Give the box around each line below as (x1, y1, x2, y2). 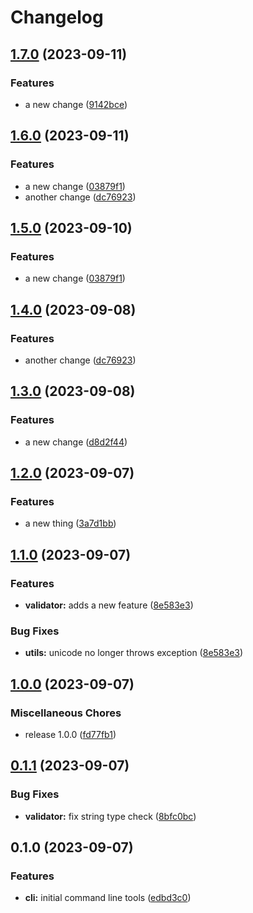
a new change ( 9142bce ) (24, 98, 128, 110)
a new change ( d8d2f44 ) (24, 436, 128, 448)
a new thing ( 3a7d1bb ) (24, 517, 117, 530)
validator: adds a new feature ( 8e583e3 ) (24, 599, 194, 611)
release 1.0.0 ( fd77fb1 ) (24, 728, 117, 740)
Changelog (10, 6, 104, 29)
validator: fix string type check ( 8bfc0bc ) (24, 810, 197, 822)
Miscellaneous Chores (10, 706, 122, 720)
